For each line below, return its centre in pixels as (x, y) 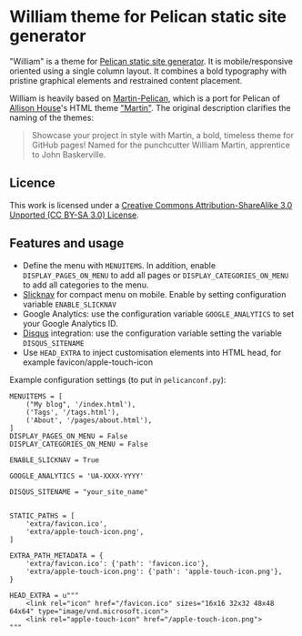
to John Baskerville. (69, 154)
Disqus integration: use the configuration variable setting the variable (152, 333)
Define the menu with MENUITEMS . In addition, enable (119, 265)
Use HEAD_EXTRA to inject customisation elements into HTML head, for (152, 352)
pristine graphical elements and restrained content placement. (126, 80)
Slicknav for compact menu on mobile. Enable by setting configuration (154, 294)
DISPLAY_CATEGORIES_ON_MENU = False (79, 444)
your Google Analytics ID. (70, 323)
